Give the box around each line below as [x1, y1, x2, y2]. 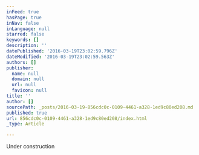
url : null [11, 82, 36, 88]
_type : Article [6, 121, 45, 127]
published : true [6, 110, 47, 116]
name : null [11, 71, 39, 77]
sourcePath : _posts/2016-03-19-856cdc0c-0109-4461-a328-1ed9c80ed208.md [6, 104, 194, 110]
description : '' [6, 43, 47, 49]
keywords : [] [6, 37, 39, 43]
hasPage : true [6, 14, 42, 21]
